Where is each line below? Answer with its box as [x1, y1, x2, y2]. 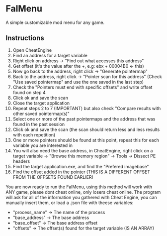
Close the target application [12, 100, 70, 106]
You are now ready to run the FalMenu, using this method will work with [5, 184, 153, 190]
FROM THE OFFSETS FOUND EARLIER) [12, 174, 94, 180]
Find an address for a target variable [12, 52, 87, 58]
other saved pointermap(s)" [12, 111, 70, 117]
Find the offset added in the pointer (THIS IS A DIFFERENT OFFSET [12, 169, 151, 175]
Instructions [5, 34, 44, 42]
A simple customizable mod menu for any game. [5, 19, 105, 25]
